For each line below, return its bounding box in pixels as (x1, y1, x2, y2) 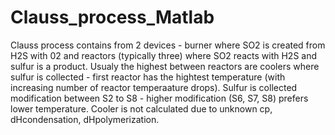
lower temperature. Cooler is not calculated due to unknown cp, (10, 102, 273, 115)
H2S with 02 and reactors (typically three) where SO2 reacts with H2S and (10, 49, 318, 61)
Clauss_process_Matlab (10, 6, 215, 29)
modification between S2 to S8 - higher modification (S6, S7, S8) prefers (10, 92, 309, 104)
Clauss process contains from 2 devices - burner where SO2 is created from (10, 39, 326, 51)
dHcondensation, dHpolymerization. (10, 113, 160, 125)
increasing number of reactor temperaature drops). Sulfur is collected (10, 81, 298, 93)
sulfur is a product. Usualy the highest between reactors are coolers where (10, 60, 320, 72)
